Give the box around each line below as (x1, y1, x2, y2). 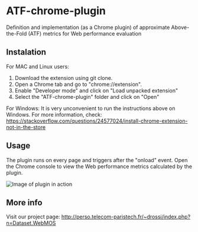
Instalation (6, 47, 46, 57)
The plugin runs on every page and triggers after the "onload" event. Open (6, 156, 188, 163)
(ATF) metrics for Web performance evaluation (28, 30, 142, 37)
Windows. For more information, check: (6, 111, 102, 118)
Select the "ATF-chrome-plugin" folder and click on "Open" (14, 93, 160, 100)
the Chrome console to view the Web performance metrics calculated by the (6, 163, 192, 170)
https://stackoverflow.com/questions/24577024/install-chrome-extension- (6, 117, 188, 124)
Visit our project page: (6, 213, 60, 220)
